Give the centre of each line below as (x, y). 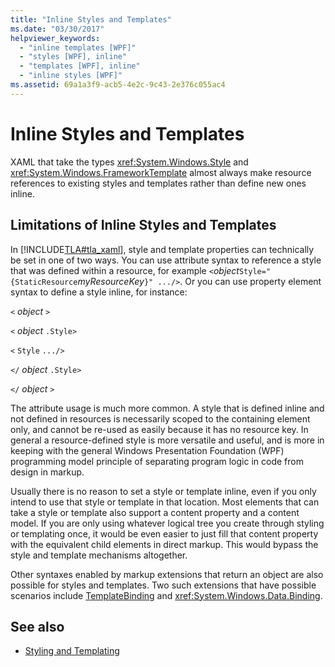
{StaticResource (44, 282)
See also (37, 626)
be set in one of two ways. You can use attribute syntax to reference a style (166, 260)
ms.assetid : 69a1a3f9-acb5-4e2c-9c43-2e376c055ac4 (118, 85)
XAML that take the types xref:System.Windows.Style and (129, 162)
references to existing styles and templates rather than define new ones (158, 183)
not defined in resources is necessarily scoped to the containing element (160, 418)
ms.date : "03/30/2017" (57, 29)
